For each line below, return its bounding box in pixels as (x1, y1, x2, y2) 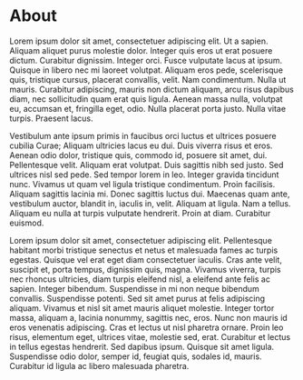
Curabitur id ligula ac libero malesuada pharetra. (9, 360, 190, 371)
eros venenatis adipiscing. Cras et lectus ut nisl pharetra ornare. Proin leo (9, 322, 284, 333)
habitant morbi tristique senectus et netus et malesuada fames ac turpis (9, 245, 279, 255)
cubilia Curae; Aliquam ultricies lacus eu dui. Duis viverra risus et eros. (9, 140, 273, 151)
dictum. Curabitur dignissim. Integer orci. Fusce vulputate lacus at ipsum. (9, 55, 283, 65)
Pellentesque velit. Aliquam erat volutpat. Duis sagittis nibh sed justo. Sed (9, 159, 284, 170)
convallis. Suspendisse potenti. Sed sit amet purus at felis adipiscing (9, 293, 266, 304)
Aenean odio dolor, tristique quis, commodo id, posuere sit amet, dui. (9, 149, 268, 160)
